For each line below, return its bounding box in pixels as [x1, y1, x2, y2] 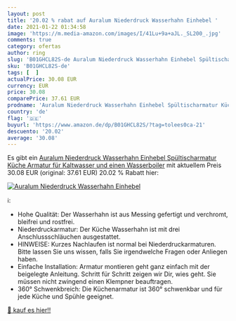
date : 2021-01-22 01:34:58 [7, 23, 86, 30]
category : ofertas [7, 43, 61, 50]
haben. [17, 255, 38, 263]
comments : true [7, 37, 52, 44]
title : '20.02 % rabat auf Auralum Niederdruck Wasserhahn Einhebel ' [7, 17, 218, 24]
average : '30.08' [7, 134, 58, 141]
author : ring [7, 50, 46, 57]
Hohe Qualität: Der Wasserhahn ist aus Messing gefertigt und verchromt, [17, 210, 228, 218]
